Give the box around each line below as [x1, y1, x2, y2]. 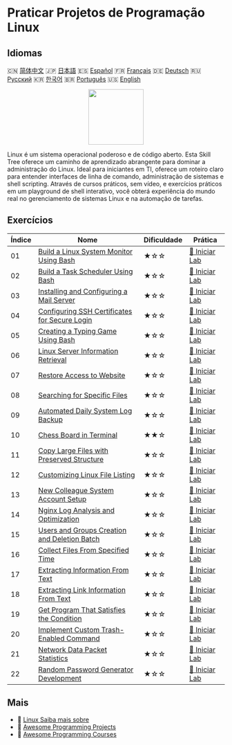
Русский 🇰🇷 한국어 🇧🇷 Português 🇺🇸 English [7, 75, 142, 83]
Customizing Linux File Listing [37, 469, 135, 479]
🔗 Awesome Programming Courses [17, 730, 117, 738]
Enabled [37, 634, 65, 643]
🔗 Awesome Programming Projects [17, 722, 116, 731]
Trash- [101, 625, 124, 634]
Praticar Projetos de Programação [7, 5, 206, 21]
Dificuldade [144, 235, 183, 244]
